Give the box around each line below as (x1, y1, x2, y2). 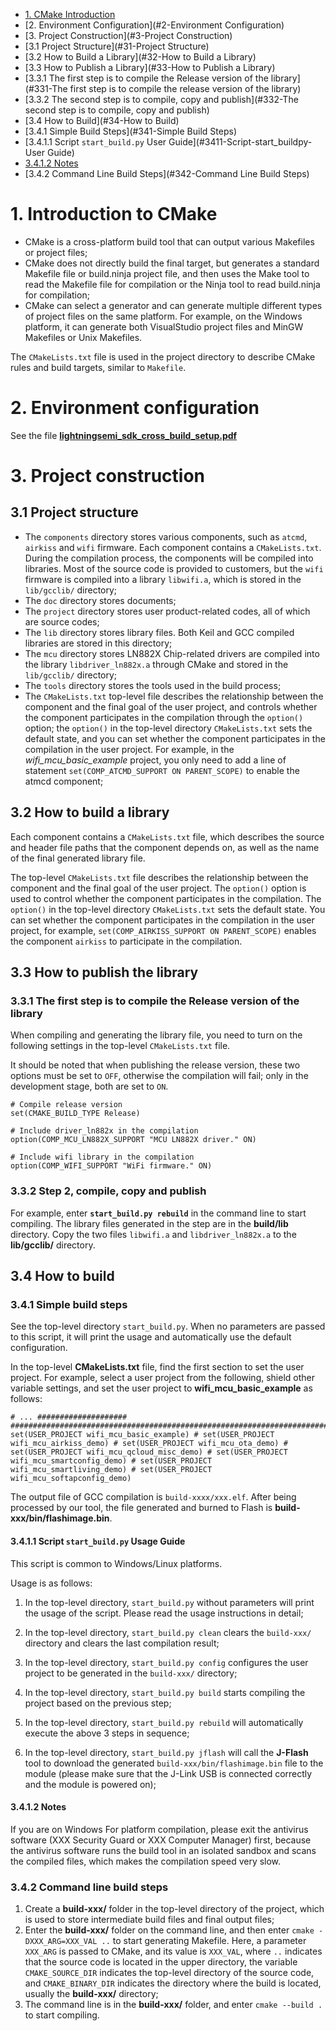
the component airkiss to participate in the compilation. (10, 935, 243, 947)
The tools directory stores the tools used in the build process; (24, 679, 282, 691)
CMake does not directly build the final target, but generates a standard (24, 257, 320, 269)
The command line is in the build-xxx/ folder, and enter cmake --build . (24, 1999, 323, 2011)
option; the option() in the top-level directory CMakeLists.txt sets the (24, 722, 313, 734)
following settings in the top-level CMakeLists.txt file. (10, 1040, 231, 1052)
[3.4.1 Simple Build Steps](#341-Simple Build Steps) (24, 125, 237, 137)
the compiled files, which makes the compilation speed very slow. (10, 1855, 282, 1867)
